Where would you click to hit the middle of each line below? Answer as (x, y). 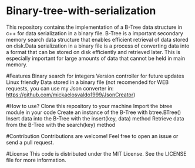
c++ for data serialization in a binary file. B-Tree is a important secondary (95, 33)
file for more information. (36, 160)
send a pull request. (30, 142)
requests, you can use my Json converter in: (60, 88)
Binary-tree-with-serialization (81, 11)
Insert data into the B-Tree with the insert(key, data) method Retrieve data (95, 118)
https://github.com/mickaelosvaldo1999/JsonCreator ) (71, 95)
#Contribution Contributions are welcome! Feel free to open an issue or (92, 136)
